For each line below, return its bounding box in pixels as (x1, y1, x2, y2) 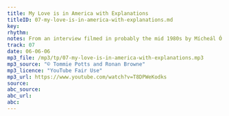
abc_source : (7, 86, 41, 93)
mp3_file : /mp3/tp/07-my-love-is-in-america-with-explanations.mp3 (7, 55, 204, 61)
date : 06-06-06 (7, 48, 51, 55)
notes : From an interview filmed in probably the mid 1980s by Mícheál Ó (7, 35, 223, 42)
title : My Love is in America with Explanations (7, 10, 149, 17)
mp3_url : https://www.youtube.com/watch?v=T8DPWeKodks (7, 73, 167, 81)
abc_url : (7, 93, 32, 100)
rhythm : (7, 29, 29, 36)
